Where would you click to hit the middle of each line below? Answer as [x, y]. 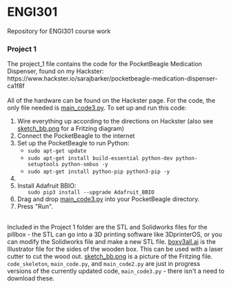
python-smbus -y [85, 165]
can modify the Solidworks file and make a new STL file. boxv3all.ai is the [111, 242]
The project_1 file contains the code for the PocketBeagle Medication [104, 64]
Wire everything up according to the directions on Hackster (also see [115, 121]
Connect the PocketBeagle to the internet [76, 136]
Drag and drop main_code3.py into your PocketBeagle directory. [108, 199]
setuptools [43, 165]
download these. [31, 278]
